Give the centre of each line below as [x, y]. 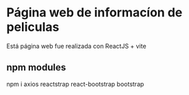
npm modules [36, 67]
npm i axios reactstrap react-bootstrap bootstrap [75, 84]
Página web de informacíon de [94, 13]
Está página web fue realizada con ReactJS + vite [76, 46]
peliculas [33, 27]
